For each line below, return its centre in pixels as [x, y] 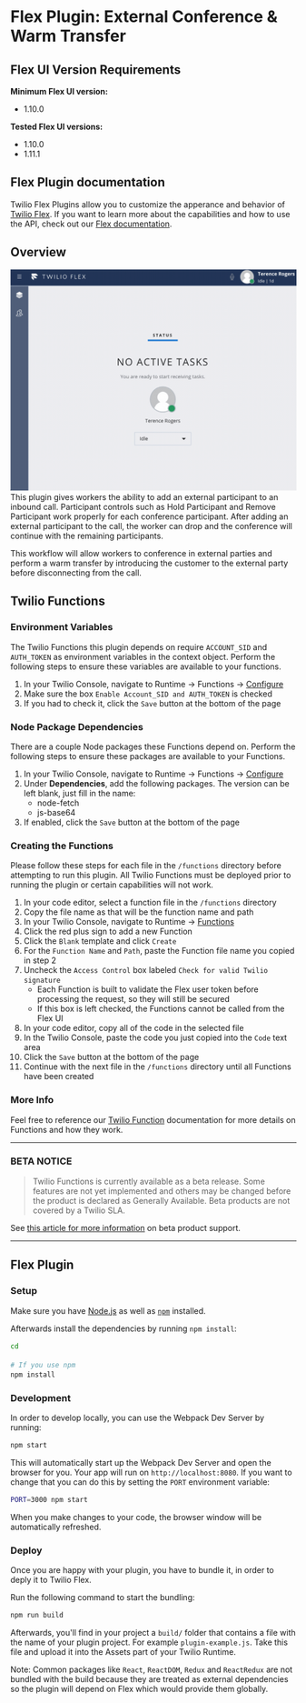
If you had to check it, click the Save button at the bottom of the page [152, 703]
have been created [59, 1077]
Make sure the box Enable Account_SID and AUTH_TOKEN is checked [148, 694]
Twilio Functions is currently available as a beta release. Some [149, 1181]
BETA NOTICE [41, 1161]
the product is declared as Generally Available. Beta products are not [161, 1200]
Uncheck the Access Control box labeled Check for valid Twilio [146, 970]
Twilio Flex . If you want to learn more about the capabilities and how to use [150, 214]
